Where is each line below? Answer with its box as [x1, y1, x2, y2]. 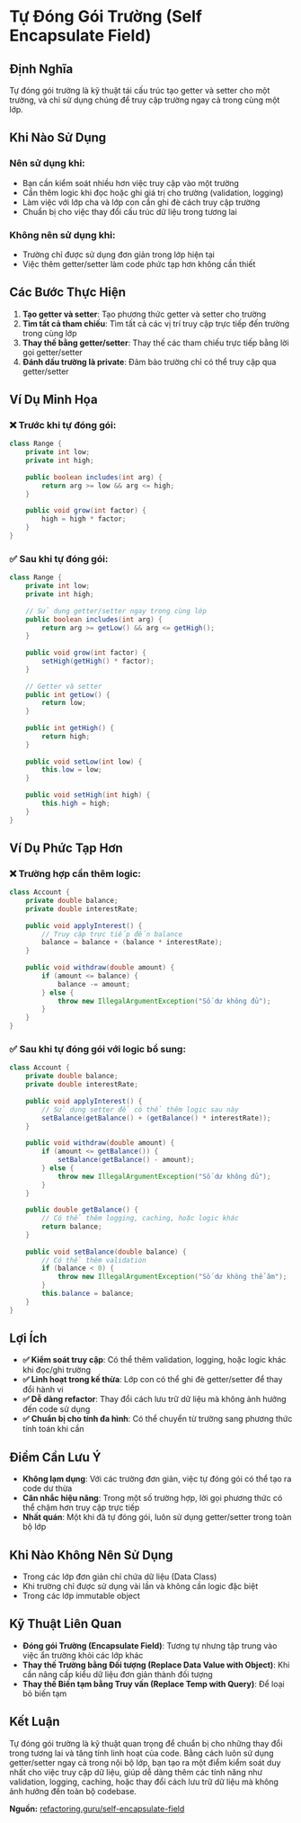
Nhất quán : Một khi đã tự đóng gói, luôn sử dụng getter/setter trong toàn [22, 1512, 292, 1523]
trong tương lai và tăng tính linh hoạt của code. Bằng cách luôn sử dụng [9, 1747, 274, 1758]
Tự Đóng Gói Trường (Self [9, 6, 202, 27]
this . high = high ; [41, 799, 111, 808]
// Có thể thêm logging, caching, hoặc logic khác [41, 1214, 240, 1223]
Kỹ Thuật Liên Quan [9, 1616, 122, 1631]
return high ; [41, 731, 91, 741]
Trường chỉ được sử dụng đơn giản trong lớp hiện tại [22, 249, 216, 260]
